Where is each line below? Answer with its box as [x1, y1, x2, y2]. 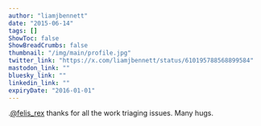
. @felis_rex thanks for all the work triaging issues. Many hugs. [8, 108, 213, 118]
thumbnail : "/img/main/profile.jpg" [8, 49, 131, 57]
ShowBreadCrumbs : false [8, 42, 89, 50]
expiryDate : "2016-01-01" [8, 86, 95, 95]
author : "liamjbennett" [8, 11, 89, 20]
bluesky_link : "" [8, 71, 67, 79]
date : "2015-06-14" [8, 19, 74, 27]
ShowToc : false [8, 34, 60, 43]
